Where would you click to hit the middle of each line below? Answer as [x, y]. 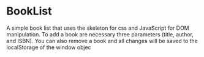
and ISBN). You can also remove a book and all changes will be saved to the [102, 41]
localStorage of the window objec [49, 47]
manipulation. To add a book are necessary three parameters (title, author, [100, 34]
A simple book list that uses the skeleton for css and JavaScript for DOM [98, 28]
